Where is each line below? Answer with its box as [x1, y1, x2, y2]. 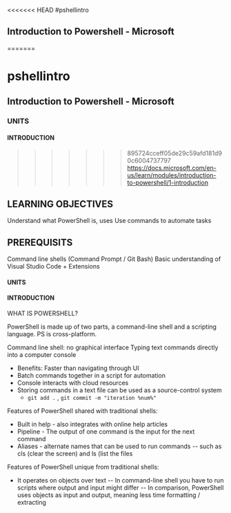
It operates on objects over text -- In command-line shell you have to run [17, 476, 224, 484]
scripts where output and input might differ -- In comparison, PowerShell [17, 483, 224, 492]
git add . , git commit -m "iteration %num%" [27, 393, 157, 401]
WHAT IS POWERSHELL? [7, 309, 78, 317]
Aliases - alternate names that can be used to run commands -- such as [17, 442, 222, 450]
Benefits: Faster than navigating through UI [17, 364, 139, 372]
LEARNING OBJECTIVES [7, 198, 114, 210]
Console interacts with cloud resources [17, 378, 129, 387]
